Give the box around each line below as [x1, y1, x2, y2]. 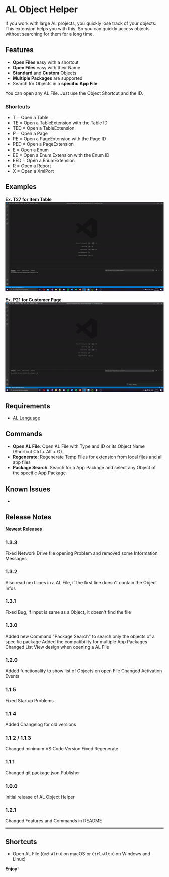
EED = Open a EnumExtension [12, 158, 75, 164]
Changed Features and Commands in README [5, 818, 102, 824]
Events [5, 673, 20, 679]
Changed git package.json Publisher [5, 769, 80, 776]
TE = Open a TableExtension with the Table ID [12, 120, 108, 126]
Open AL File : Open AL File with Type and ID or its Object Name [12, 443, 145, 449]
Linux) [12, 856, 26, 862]
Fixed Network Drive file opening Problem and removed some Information [5, 550, 158, 556]
